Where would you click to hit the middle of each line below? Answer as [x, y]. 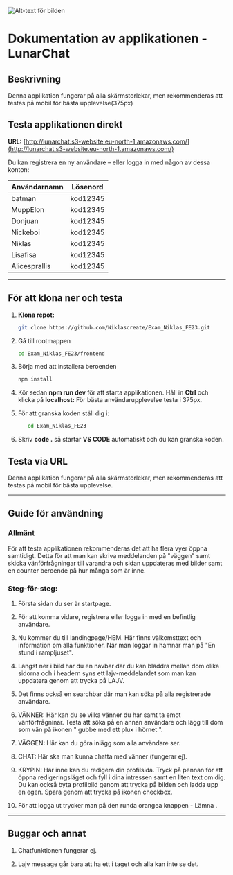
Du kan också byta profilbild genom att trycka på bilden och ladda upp [118, 784]
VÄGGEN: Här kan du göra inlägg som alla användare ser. [99, 743]
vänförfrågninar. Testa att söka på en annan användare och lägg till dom [120, 722]
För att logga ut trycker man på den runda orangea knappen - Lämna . [118, 805]
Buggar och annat [47, 834]
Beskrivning [35, 79]
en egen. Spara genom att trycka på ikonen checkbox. [95, 792]
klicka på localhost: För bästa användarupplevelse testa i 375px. [110, 400]
